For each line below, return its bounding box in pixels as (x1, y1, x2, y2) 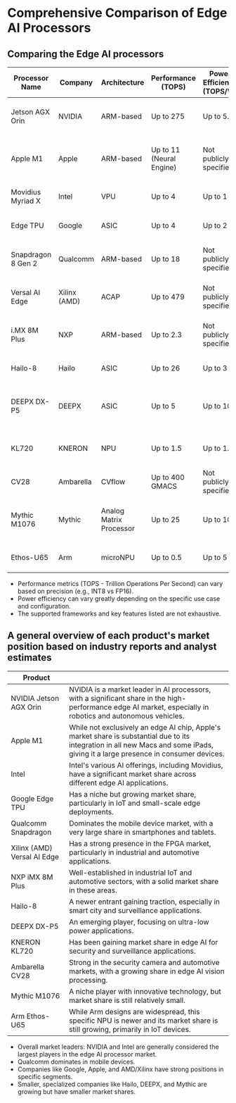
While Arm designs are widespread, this (69, 1007, 200, 1016)
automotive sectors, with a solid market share (69, 876, 219, 886)
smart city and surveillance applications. (69, 905, 202, 915)
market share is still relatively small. (69, 995, 186, 1005)
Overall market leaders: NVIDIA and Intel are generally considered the (17, 1042, 219, 1051)
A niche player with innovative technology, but (69, 986, 221, 996)
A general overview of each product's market (7, 630, 210, 642)
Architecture (100, 77, 145, 87)
